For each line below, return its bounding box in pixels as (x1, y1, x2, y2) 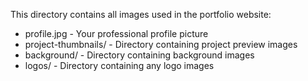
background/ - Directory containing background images (24, 49, 255, 61)
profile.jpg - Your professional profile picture (24, 28, 209, 39)
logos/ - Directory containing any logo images (24, 60, 215, 71)
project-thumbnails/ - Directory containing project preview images (24, 39, 298, 50)
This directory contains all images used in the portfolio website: (10, 9, 272, 20)
